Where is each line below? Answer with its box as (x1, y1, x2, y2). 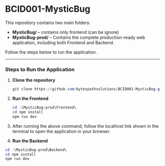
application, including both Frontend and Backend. (12, 39, 114, 45)
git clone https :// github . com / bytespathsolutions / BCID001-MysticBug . (12, 87, 158, 92)
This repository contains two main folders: (5, 20, 91, 26)
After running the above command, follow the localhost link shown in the (12, 123, 159, 129)
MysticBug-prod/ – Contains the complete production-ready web (12, 34, 145, 40)
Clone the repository (12, 77, 55, 83)
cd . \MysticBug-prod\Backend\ (5, 147, 67, 152)
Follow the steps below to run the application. (5, 49, 97, 55)
